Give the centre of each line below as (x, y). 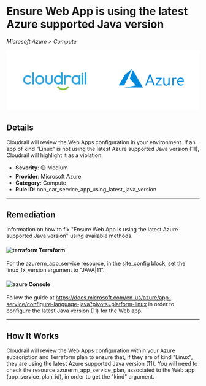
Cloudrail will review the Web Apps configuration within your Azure (91, 350)
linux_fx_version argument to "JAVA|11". (56, 270)
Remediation (31, 214)
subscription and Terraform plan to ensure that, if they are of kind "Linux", (100, 357)
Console (40, 284)
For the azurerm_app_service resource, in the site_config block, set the (96, 264)
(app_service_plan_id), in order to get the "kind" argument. (80, 377)
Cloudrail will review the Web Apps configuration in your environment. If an (101, 142)
